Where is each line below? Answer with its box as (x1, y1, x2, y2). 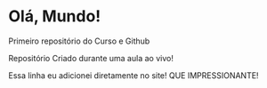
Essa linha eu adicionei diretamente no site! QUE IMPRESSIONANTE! (8, 69, 259, 81)
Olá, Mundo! (8, 6, 101, 27)
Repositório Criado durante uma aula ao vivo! (8, 52, 174, 63)
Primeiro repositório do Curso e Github (8, 36, 150, 46)
